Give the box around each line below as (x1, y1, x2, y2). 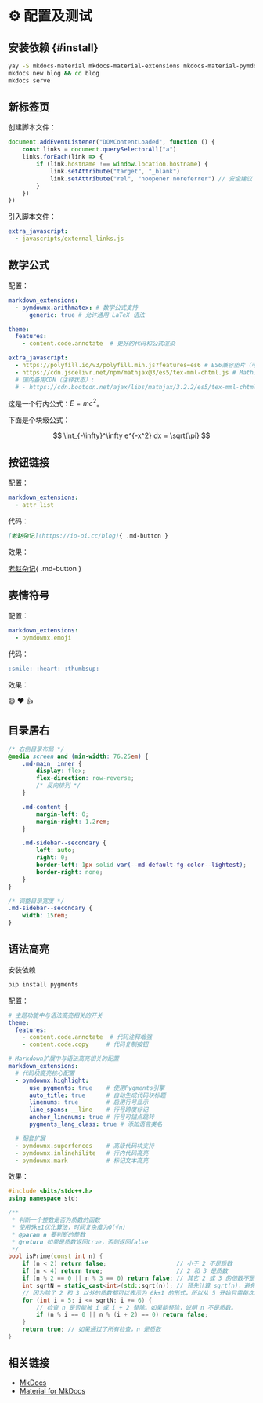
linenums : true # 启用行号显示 (28, 1099, 149, 1106)
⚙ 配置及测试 (8, 7, 92, 25)
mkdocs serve (8, 76, 51, 85)
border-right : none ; (36, 868, 103, 876)
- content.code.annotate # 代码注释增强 (22, 1033, 153, 1041)
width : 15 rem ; (22, 912, 68, 920)
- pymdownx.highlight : (15, 1077, 89, 1084)
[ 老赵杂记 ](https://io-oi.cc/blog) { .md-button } (8, 531, 168, 540)
